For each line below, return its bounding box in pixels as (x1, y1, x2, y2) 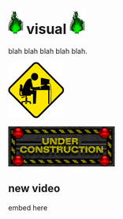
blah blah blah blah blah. (8, 46, 88, 55)
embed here (8, 202, 48, 212)
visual (26, 21, 67, 38)
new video (8, 182, 61, 195)
